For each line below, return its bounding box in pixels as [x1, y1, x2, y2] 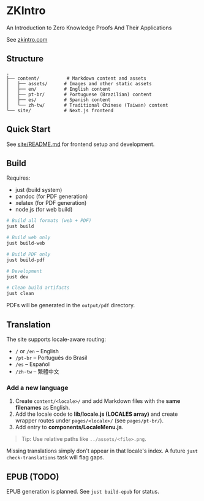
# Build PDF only [6, 251, 51, 258]
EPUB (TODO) [6, 472, 59, 482]
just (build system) [15, 186, 62, 194]
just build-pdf [6, 257, 45, 263]
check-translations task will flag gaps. [6, 454, 105, 461]
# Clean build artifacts [6, 285, 70, 291]
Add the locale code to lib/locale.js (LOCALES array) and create [15, 410, 178, 418]
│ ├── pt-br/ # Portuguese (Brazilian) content [6, 91, 152, 98]
